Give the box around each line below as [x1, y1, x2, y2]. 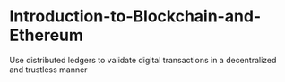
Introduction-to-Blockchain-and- [9, 6, 262, 27]
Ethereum [9, 25, 83, 45]
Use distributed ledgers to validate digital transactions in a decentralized [9, 54, 277, 65]
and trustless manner [9, 64, 88, 75]
